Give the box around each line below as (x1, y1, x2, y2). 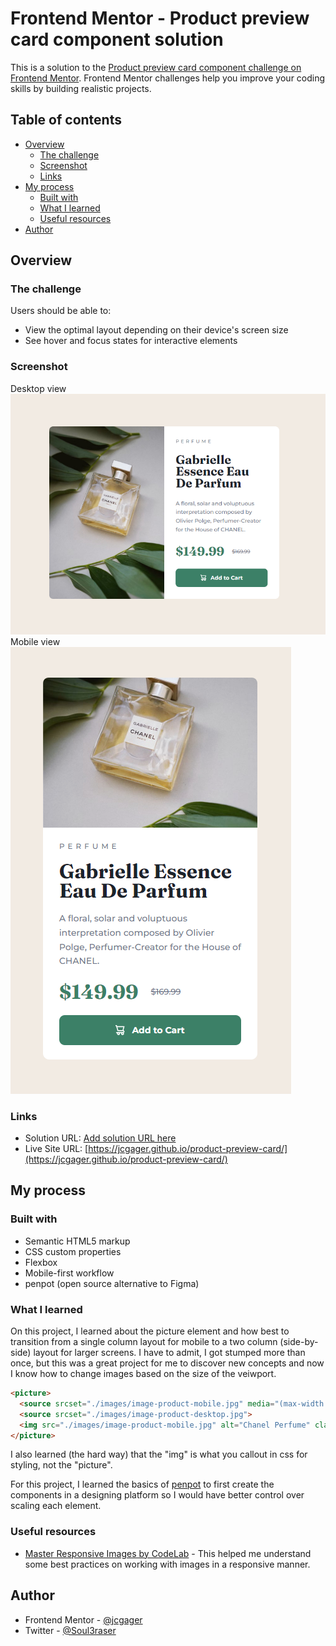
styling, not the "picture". (10, 1459, 113, 1471)
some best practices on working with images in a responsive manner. (24, 1558, 311, 1570)
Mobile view (10, 635, 61, 647)
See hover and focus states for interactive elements (24, 335, 238, 347)
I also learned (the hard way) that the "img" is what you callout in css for (10, 1448, 308, 1461)
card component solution (10, 28, 224, 51)
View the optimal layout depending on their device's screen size (24, 324, 289, 336)
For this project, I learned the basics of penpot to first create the (10, 1478, 275, 1491)
